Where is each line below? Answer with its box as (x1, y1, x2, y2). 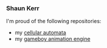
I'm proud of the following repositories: (6, 18, 102, 25)
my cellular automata (14, 29, 67, 36)
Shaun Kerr (6, 4, 40, 12)
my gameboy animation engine (14, 36, 91, 43)
